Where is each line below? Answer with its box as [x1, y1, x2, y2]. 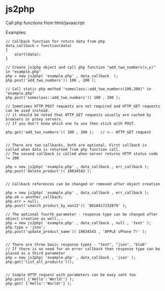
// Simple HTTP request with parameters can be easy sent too [5, 272, 136, 277]
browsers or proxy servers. [5, 117, 64, 122]
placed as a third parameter [5, 250, 66, 255]
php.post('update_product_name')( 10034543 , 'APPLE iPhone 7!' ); [5, 229, 147, 234]
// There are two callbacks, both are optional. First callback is [5, 142, 147, 148]
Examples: [5, 29, 27, 35]
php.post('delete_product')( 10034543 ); [5, 168, 92, 173]
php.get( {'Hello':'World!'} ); [5, 281, 72, 286]
